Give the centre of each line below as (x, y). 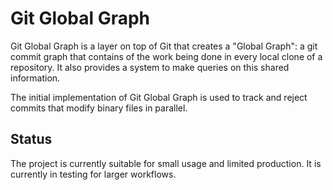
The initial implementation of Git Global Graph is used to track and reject (159, 97)
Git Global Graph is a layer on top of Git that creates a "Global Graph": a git (164, 46)
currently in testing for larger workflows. (93, 174)
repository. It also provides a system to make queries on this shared (150, 67)
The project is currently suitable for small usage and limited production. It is (166, 163)
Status (31, 139)
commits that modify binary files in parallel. (99, 108)
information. (35, 78)
